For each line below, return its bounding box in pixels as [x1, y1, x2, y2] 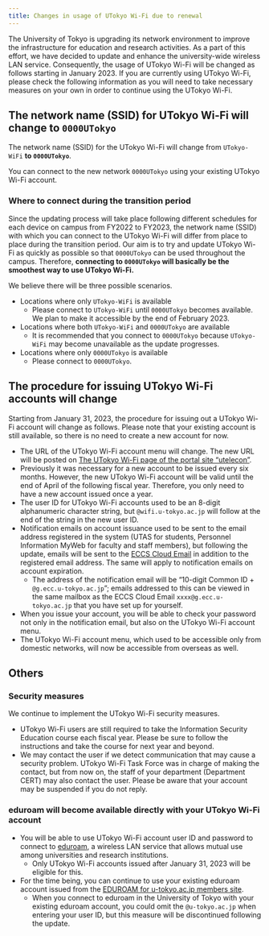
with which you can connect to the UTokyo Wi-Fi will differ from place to [8, 230, 248, 240]
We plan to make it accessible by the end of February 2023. [31, 313, 230, 323]
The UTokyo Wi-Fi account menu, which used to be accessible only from [19, 634, 262, 644]
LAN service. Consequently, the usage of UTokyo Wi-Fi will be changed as [8, 60, 255, 69]
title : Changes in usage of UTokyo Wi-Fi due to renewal [8, 11, 203, 20]
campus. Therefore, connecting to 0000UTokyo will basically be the [8, 256, 230, 266]
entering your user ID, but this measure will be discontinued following [31, 909, 262, 919]
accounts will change [8, 392, 118, 406]
